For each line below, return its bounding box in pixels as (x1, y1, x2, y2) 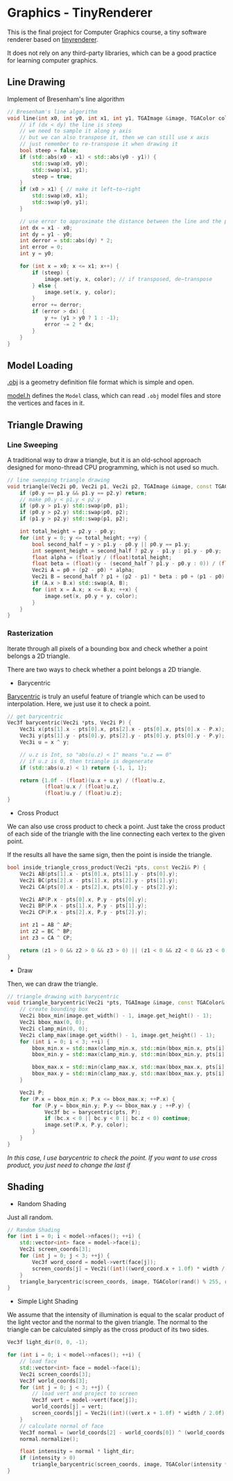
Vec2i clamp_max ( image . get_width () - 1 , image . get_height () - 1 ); (19, 1032, 216, 1039)
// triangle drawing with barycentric (7, 993, 119, 1000)
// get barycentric (7, 713, 64, 720)
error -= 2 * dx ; (44, 321, 95, 328)
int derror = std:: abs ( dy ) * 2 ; (19, 237, 113, 244)
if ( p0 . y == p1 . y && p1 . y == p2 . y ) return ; (19, 489, 148, 497)
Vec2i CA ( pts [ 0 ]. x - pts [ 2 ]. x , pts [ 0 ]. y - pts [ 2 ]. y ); (19, 883, 179, 890)
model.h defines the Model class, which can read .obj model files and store (7, 392, 221, 400)
